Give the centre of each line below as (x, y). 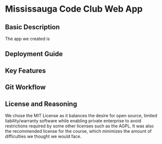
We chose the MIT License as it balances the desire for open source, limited (81, 115)
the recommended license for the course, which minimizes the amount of (78, 131)
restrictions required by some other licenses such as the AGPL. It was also (80, 126)
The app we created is (27, 39)
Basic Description (32, 27)
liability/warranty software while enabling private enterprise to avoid (73, 121)
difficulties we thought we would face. (43, 136)
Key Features (26, 71)
